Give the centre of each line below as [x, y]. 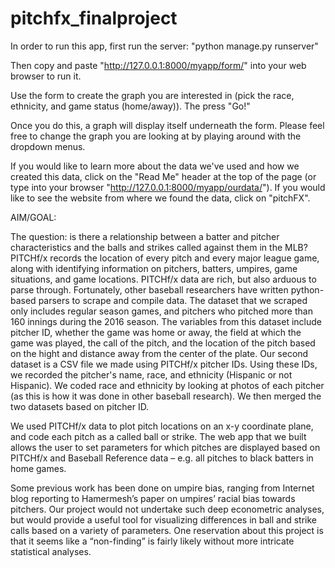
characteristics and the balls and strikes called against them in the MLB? [159, 247]
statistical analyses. [51, 551]
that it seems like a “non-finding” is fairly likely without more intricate [152, 541]
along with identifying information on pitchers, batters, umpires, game [154, 268]
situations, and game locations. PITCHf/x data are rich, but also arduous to [163, 279]
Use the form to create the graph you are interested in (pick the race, [152, 95]
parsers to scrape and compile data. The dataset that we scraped [173, 300]
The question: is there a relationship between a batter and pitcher [145, 236]
